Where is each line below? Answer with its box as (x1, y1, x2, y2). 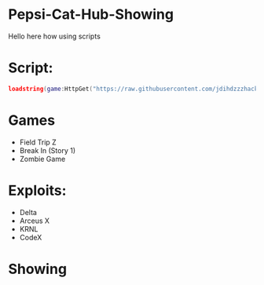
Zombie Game (19, 154, 66, 163)
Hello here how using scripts (8, 31, 101, 41)
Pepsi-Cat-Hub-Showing (8, 5, 174, 24)
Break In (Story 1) (19, 145, 76, 155)
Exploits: (8, 181, 67, 199)
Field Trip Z (19, 137, 57, 147)
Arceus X (19, 216, 49, 225)
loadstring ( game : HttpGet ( (8, 85, 93, 93)
